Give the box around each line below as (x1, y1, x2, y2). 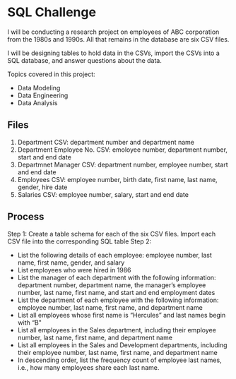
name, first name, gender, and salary (17, 258, 125, 267)
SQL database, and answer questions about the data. (7, 56, 163, 64)
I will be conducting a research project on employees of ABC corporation (7, 28, 220, 36)
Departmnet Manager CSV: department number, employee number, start (17, 160, 228, 169)
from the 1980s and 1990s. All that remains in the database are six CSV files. (7, 35, 230, 43)
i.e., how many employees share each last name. (17, 363, 160, 371)
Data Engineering (17, 91, 69, 100)
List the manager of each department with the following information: (17, 273, 217, 282)
